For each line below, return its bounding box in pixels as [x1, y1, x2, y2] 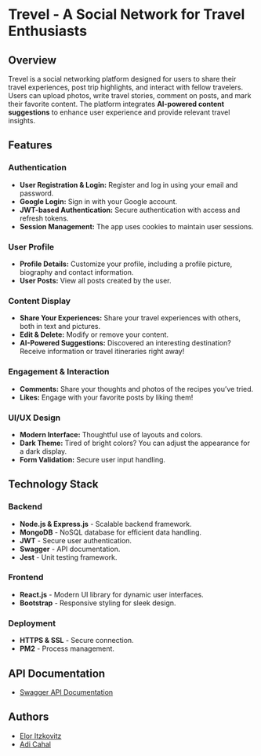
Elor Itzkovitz [19, 731, 62, 740]
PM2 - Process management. [19, 644, 115, 653]
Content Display [8, 295, 71, 306]
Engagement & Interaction [8, 367, 110, 378]
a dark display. [19, 446, 67, 456]
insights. [8, 116, 36, 125]
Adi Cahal [19, 740, 51, 749]
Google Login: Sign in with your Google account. [19, 196, 178, 206]
